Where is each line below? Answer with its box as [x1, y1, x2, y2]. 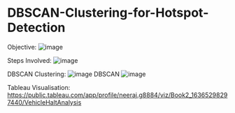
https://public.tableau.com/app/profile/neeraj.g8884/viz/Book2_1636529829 [7, 91, 228, 99]
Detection [7, 20, 66, 36]
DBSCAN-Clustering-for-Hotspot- [7, 5, 209, 21]
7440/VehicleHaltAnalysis [7, 98, 82, 106]
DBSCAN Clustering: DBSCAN [7, 70, 120, 78]
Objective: [7, 43, 37, 51]
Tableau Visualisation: [7, 83, 71, 91]
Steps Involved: [7, 56, 52, 64]
